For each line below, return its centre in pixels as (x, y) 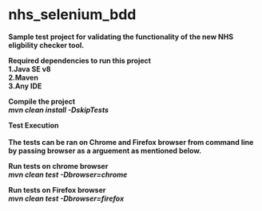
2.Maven (23, 77)
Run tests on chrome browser (58, 166)
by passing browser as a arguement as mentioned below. (105, 150)
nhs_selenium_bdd (72, 15)
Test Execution (34, 125)
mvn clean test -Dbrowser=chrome (68, 174)
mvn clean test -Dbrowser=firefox (66, 198)
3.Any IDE (25, 86)
